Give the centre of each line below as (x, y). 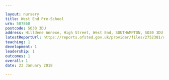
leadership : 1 (20, 51)
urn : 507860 (18, 23)
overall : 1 (17, 60)
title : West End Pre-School (35, 19)
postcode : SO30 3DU (26, 28)
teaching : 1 (18, 42)
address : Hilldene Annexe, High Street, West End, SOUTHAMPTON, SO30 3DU (84, 33)
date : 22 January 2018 (29, 65)
